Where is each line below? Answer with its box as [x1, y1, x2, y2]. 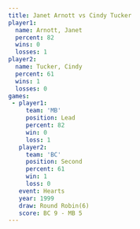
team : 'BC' [25, 150, 61, 158]
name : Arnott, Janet [15, 26, 83, 34]
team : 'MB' [25, 107, 61, 115]
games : [8, 92, 30, 100]
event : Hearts [18, 187, 65, 195]
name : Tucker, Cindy [15, 63, 83, 71]
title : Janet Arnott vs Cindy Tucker [8, 11, 132, 20]
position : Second [25, 158, 83, 166]
